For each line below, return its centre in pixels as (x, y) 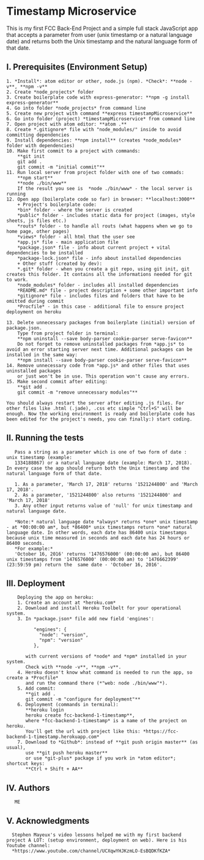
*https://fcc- (161, 732)
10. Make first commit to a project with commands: (73, 151)
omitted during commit (35, 301)
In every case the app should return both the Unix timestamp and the (98, 468)
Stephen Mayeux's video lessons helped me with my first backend (97, 835)
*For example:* (34, 549)
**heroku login (45, 710)
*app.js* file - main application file (68, 242)
